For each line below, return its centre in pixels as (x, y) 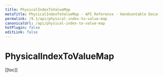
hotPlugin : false (23, 28)
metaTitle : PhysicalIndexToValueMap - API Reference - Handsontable (76, 14)
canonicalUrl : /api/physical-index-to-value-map (55, 23)
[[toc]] (11, 70)
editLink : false (21, 32)
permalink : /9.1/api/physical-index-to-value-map (56, 19)
